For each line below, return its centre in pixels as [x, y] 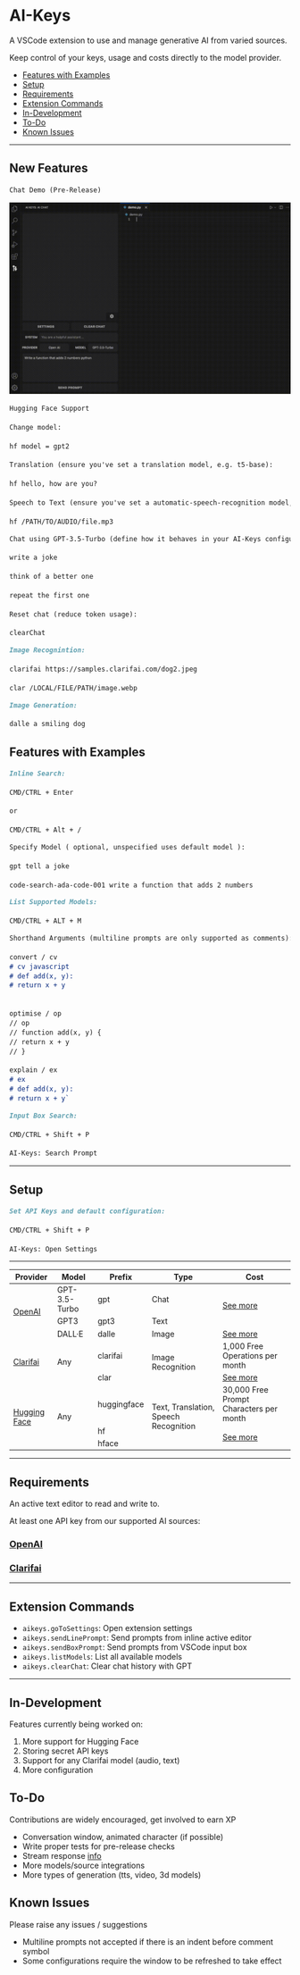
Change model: [36, 427]
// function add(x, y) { [55, 1033]
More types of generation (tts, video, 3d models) [112, 1875]
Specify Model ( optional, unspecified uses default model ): [127, 848]
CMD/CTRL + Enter [42, 792]
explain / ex [33, 1070]
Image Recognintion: [48, 650]
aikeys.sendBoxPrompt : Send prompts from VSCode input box [134, 1647]
